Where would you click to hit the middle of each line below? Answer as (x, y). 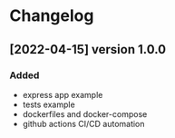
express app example (63, 94)
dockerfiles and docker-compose (85, 113)
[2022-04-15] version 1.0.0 (87, 49)
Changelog (52, 16)
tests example (49, 104)
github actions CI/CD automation (83, 123)
